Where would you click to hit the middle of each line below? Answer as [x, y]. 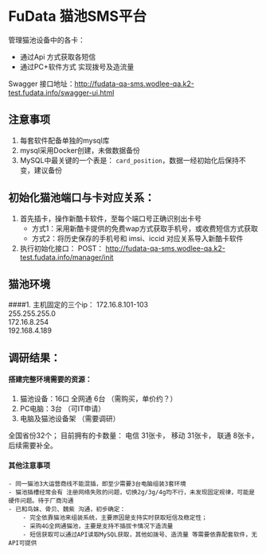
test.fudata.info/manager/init [66, 257]
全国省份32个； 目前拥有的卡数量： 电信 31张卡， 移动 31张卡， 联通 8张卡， [133, 435]
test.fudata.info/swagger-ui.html [61, 92]
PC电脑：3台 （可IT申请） [63, 408]
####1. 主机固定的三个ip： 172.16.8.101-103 [78, 305]
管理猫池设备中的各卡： [47, 40]
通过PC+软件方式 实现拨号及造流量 [77, 66]
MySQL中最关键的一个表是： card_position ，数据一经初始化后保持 [129, 160]
